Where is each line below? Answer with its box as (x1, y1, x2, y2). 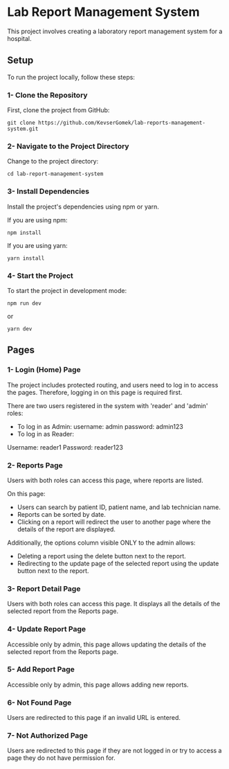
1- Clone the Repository (7, 90, 88, 100)
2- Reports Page (7, 460, 64, 470)
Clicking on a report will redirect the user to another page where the (17, 518, 211, 526)
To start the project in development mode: (7, 286, 127, 294)
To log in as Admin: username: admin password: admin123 (17, 422, 183, 430)
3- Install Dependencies (7, 186, 90, 196)
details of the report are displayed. (17, 524, 116, 533)
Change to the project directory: (7, 157, 99, 166)
